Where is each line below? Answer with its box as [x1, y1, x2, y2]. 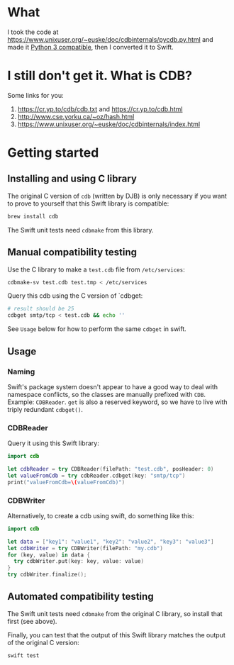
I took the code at [7, 28, 59, 36]
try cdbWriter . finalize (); [7, 571, 87, 579]
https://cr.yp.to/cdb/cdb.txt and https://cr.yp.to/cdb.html [17, 104, 183, 113]
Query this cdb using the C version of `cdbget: [7, 291, 143, 300]
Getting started [7, 145, 99, 161]
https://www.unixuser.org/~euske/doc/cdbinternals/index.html [17, 120, 201, 128]
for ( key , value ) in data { [7, 551, 91, 559]
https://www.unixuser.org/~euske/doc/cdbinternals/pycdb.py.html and [7, 35, 214, 43]
